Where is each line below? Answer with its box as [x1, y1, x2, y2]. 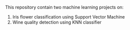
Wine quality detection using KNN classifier [12, 19, 102, 25]
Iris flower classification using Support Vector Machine [12, 14, 125, 19]
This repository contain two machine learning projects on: [5, 4, 124, 10]
